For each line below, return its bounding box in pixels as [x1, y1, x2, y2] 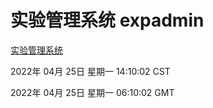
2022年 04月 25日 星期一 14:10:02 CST [10, 65, 171, 77]
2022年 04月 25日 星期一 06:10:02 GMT [10, 86, 175, 98]
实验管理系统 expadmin [10, 9, 205, 32]
